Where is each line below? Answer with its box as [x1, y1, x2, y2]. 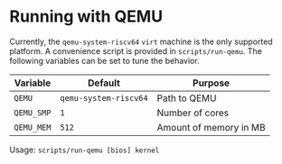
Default [87, 77, 120, 89]
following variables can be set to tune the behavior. [9, 55, 201, 66]
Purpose [193, 77, 230, 89]
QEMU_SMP [14, 107, 52, 118]
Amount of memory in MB [156, 121, 266, 133]
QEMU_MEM [14, 122, 52, 132]
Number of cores [156, 106, 230, 119]
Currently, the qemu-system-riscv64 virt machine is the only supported [9, 36, 273, 47]
